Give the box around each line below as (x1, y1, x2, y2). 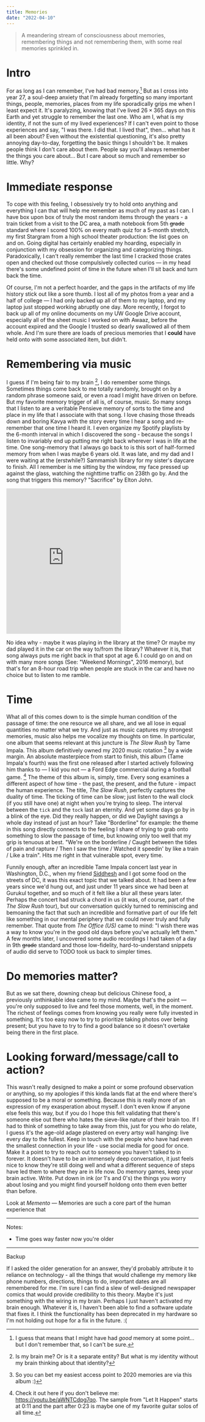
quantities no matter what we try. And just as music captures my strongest (6, 726, 193, 733)
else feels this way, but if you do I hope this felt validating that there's (6, 1109, 181, 1117)
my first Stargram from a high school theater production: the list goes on (6, 233, 189, 241)
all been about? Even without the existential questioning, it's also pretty (6, 133, 185, 140)
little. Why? (6, 159, 35, 166)
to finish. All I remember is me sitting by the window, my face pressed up (6, 463, 189, 470)
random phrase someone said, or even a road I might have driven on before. (6, 391, 198, 399)
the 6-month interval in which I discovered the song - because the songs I (6, 430, 193, 438)
